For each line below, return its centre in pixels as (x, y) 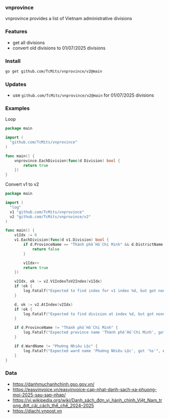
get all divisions (29, 42)
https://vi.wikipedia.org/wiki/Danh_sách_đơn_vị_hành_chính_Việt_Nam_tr (87, 400)
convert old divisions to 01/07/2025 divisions (59, 48)
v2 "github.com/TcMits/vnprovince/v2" (51, 217)
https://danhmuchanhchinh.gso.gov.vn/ (53, 384)
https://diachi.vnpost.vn (37, 411)
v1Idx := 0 (26, 235)
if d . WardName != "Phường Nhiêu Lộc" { (56, 346)
